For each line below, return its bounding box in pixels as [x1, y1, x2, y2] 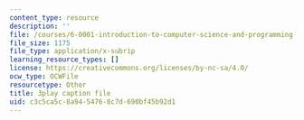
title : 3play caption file [9, 88, 111, 97]
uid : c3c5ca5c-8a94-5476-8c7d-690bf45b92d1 [9, 97, 176, 106]
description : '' [9, 22, 71, 31]
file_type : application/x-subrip [9, 47, 136, 56]
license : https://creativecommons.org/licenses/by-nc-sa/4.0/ [9, 64, 249, 73]
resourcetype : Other [9, 80, 88, 89]
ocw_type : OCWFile [9, 72, 79, 81]
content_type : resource [9, 13, 100, 23]
